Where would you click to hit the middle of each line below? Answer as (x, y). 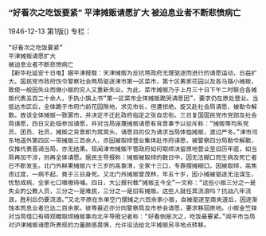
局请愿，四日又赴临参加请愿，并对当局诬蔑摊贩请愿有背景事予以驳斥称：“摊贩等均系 (125, 124)
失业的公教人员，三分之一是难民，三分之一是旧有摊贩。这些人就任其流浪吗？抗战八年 (127, 192)
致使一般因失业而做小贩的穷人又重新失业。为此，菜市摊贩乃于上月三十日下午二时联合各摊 (133, 90)
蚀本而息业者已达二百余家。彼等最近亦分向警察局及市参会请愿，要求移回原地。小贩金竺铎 (133, 208)
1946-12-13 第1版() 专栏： (50, 31)
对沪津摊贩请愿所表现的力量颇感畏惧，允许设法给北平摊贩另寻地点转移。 (109, 225)
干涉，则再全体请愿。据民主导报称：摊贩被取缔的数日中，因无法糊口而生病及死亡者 (141, 158)
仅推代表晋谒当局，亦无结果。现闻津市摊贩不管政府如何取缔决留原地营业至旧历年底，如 (130, 149)
